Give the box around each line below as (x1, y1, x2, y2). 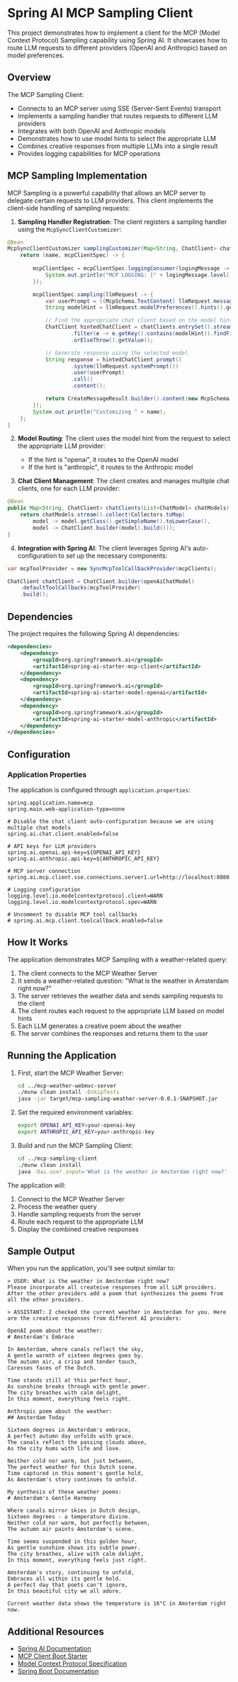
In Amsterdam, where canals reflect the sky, (7, 1346, 144, 1353)
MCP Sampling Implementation (7, 170, 147, 182)
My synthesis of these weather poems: (7, 1489, 122, 1496)
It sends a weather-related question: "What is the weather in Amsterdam (17, 976, 229, 985)
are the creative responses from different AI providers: (7, 1315, 182, 1322)
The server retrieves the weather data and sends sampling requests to (17, 991, 223, 1000)
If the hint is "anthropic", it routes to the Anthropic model (28, 463, 193, 472)
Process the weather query (17, 1202, 97, 1211)
